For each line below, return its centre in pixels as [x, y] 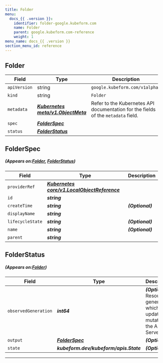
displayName [21, 213]
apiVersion [20, 88]
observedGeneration [30, 311]
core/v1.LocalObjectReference [83, 190]
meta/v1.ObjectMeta [62, 113]
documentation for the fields [123, 109]
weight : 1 [24, 37]
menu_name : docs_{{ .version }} [38, 41]
